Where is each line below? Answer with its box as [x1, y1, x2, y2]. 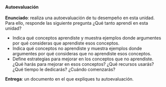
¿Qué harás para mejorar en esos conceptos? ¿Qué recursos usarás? [12, 61, 154, 67]
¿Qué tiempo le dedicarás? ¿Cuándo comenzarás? [12, 67, 116, 73]
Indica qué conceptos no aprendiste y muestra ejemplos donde [12, 45, 142, 51]
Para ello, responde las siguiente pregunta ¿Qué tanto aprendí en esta [5, 20, 148, 26]
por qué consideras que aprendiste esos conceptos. [12, 40, 120, 46]
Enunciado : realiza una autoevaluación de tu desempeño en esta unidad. [5, 15, 155, 21]
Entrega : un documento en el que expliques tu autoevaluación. [5, 76, 134, 82]
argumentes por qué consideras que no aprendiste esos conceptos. [12, 51, 152, 57]
